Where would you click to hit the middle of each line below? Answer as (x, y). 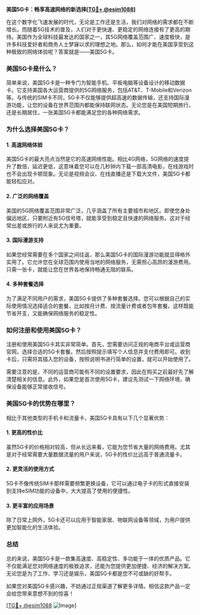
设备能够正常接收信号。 (40, 387)
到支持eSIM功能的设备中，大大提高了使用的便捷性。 (70, 491)
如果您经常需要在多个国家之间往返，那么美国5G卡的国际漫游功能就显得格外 (98, 254)
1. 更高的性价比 (24, 433)
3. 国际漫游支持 (25, 240)
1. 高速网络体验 (24, 145)
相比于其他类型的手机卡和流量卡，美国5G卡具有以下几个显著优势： (88, 418)
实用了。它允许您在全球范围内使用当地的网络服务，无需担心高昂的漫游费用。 (100, 262)
